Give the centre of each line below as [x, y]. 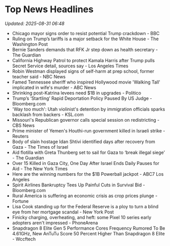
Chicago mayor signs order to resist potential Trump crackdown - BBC [86, 33]
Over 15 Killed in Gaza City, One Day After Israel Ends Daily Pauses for [86, 163]
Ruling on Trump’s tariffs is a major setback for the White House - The [85, 39]
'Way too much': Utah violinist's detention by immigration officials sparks [89, 109]
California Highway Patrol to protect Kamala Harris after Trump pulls [83, 60]
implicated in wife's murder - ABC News [54, 87]
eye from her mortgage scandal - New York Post [63, 212]
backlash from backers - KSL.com [48, 114]
